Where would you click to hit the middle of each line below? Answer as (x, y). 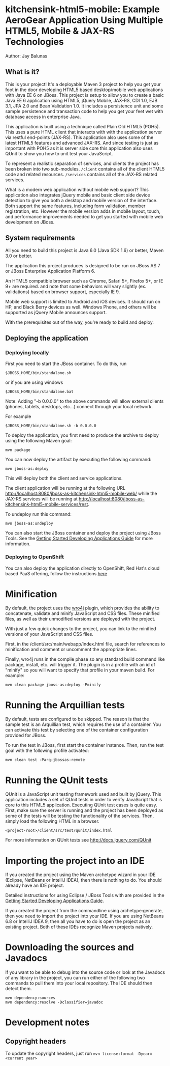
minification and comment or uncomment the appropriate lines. (71, 650)
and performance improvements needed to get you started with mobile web (84, 216)
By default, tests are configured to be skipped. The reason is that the (77, 719)
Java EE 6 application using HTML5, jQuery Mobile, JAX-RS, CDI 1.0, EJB (81, 100)
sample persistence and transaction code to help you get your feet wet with (84, 111)
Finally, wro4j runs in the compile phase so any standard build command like (85, 659)
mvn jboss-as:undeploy (29, 524)
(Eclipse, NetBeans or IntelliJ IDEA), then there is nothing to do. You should (83, 880)
